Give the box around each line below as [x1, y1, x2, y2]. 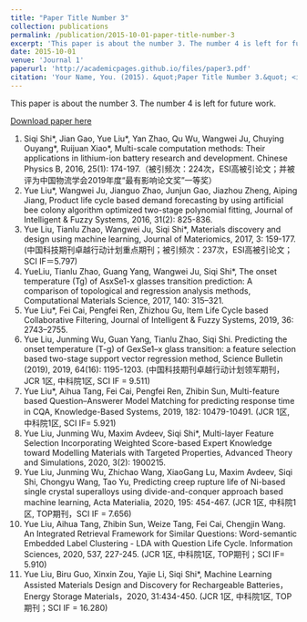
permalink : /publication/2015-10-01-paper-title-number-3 [10, 30, 235, 39]
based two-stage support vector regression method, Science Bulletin [23, 353, 283, 364]
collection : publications [10, 22, 108, 31]
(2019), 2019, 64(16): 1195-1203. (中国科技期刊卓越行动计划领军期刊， [23, 364, 285, 375]
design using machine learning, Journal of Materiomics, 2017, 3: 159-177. [23, 233, 297, 244]
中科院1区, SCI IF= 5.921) [23, 417, 117, 429]
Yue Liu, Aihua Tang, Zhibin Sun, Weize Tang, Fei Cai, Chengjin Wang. [23, 518, 286, 529]
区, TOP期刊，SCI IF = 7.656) [23, 508, 132, 519]
